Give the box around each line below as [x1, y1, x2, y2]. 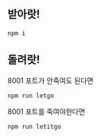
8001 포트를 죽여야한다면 [7, 106, 85, 116]
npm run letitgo [7, 122, 61, 130]
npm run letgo [7, 91, 55, 100]
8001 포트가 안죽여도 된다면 [7, 75, 94, 85]
